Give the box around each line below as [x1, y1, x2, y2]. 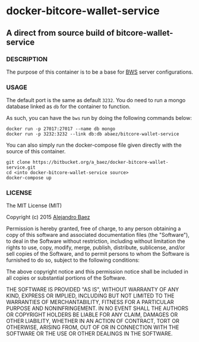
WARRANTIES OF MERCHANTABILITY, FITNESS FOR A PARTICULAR [6, 299, 174, 306]
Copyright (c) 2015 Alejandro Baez [6, 214, 90, 221]
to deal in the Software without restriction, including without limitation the [6, 237, 185, 245]
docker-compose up [6, 175, 52, 181]
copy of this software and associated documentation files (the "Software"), [6, 232, 190, 239]
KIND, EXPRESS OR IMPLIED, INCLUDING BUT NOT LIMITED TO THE [6, 292, 175, 299]
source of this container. [6, 148, 66, 155]
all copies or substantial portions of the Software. [6, 274, 127, 281]
